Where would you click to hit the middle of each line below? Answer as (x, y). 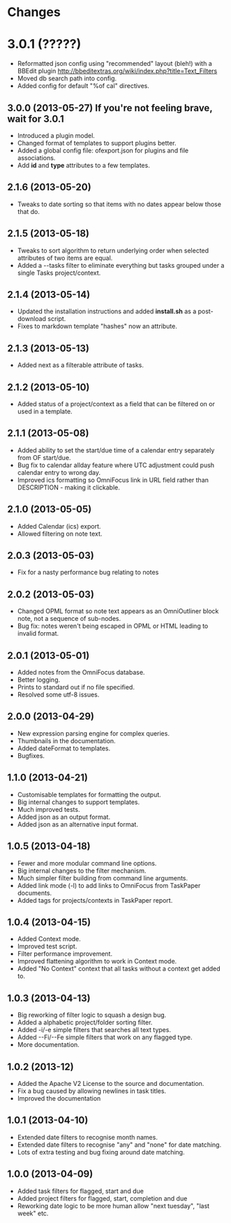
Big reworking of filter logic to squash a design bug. (92, 1015)
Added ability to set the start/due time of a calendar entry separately (116, 450)
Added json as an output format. (64, 817)
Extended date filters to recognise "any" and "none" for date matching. (119, 1145)
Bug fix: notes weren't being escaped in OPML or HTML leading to (113, 626)
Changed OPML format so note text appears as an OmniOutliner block (118, 611)
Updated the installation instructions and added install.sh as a (107, 311)
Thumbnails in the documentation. (67, 741)
